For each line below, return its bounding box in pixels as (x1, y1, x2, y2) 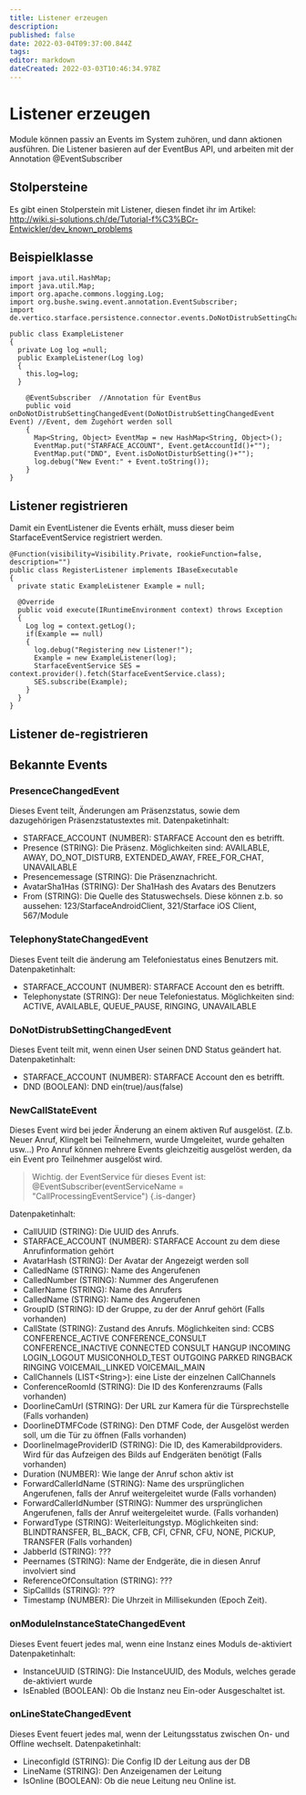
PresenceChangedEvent (9, 784, 120, 797)
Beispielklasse (9, 250, 94, 266)
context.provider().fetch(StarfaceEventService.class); (9, 670, 226, 679)
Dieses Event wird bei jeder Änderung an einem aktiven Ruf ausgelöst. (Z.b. (9, 1124, 293, 1136)
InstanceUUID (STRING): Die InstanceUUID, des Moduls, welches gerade (22, 1665, 296, 1676)
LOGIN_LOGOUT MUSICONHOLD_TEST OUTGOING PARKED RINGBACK (22, 1352, 293, 1363)
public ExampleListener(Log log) (17, 353, 145, 363)
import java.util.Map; (9, 282, 96, 291)
